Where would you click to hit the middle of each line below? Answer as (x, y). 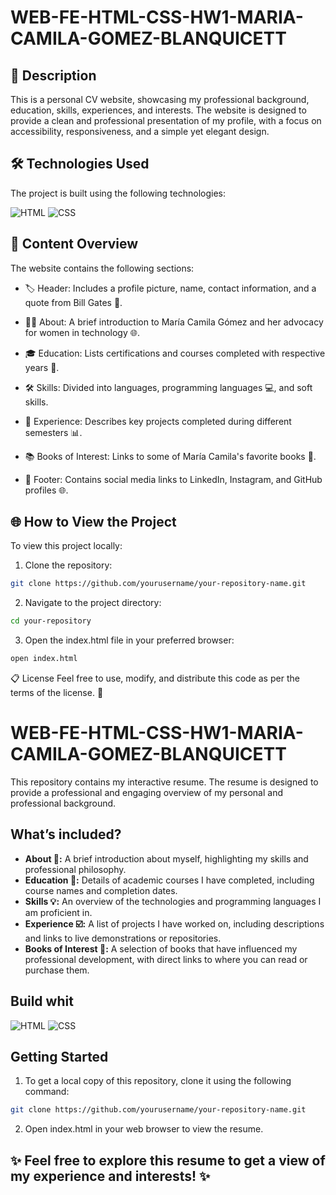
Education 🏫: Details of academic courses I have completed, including (169, 880)
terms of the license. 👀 (57, 693)
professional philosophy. (75, 869)
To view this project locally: (66, 546)
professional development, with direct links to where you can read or (166, 959)
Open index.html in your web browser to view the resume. (144, 1129)
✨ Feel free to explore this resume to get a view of (168, 1160)
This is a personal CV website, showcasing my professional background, (160, 99)
